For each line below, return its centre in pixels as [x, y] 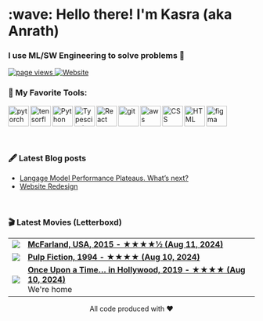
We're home [50, 290]
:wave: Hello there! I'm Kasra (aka [120, 14]
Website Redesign [49, 186]
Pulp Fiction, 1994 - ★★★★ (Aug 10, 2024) [114, 258]
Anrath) [34, 31]
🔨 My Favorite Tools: [48, 93]
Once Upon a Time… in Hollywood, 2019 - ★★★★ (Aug [137, 270]
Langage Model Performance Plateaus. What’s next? [104, 179]
